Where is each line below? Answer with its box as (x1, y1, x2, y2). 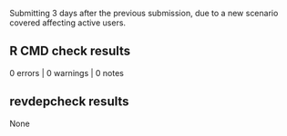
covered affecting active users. (9, 17, 126, 28)
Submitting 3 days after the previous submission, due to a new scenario (9, 8, 279, 18)
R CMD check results (9, 44, 131, 59)
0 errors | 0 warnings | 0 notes (9, 67, 125, 78)
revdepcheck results (9, 94, 129, 110)
